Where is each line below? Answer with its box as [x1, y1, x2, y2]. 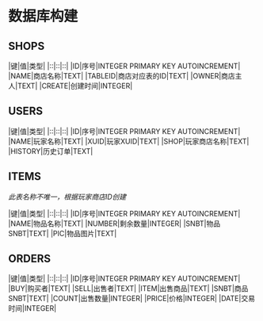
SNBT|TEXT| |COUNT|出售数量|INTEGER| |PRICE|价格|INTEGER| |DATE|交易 [8, 294, 256, 304]
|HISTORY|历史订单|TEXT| [8, 146, 93, 155]
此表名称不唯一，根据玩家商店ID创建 [8, 192, 127, 201]
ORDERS [8, 252, 51, 266]
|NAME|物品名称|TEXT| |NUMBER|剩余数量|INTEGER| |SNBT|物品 [8, 219, 220, 228]
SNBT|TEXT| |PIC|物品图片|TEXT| [8, 228, 117, 238]
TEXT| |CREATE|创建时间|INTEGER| [17, 81, 133, 90]
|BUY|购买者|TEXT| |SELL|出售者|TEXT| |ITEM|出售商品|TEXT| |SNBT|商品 [8, 284, 249, 293]
